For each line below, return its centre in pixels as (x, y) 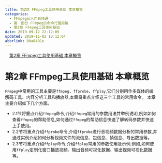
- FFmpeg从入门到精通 (29, 18)
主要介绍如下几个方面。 (28, 103)
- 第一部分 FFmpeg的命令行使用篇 (39, 23)
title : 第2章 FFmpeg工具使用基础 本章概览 (44, 9)
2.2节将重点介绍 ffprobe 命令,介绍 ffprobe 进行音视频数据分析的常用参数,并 (85, 132)
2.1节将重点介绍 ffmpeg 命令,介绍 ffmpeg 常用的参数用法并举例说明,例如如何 (84, 113)
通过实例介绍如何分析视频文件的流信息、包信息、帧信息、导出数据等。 (82, 137)
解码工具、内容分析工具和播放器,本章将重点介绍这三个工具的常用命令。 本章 (80, 97)
